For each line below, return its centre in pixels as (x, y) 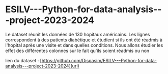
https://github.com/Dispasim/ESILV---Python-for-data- (99, 60)
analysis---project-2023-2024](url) (43, 66)
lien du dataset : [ (24, 60)
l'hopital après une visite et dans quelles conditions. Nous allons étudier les (84, 45)
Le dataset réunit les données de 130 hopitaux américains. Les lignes (78, 34)
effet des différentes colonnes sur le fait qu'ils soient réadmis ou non (77, 51)
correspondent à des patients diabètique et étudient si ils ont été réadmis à (84, 40)
